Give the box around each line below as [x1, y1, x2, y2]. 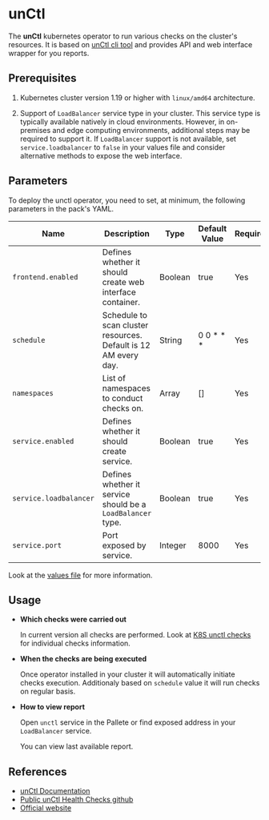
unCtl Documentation [19, 786, 90, 796]
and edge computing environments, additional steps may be [52, 125, 251, 135]
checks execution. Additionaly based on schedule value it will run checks [19, 678, 260, 688]
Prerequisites [8, 71, 77, 85]
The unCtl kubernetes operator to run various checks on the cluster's [8, 31, 238, 41]
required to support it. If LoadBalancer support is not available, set [19, 134, 236, 143]
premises [19, 125, 51, 135]
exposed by [102, 540, 147, 551]
